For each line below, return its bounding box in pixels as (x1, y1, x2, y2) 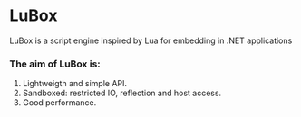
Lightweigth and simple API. (22, 78, 128, 89)
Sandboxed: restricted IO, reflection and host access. (22, 87, 222, 99)
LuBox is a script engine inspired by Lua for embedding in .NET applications (9, 35, 293, 46)
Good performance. (22, 97, 97, 108)
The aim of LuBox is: (9, 58, 102, 70)
